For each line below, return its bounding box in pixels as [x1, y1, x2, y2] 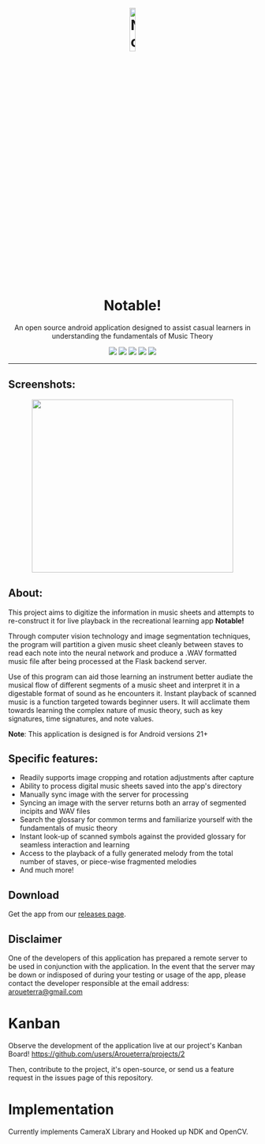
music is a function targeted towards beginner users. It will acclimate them [8, 697, 251, 706]
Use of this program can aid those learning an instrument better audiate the [8, 672, 254, 681]
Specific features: [8, 752, 99, 765]
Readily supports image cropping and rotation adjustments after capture [19, 773, 255, 782]
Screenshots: [8, 378, 77, 392]
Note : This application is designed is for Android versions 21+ [8, 729, 208, 738]
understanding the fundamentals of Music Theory [51, 331, 214, 340]
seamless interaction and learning [19, 840, 130, 850]
